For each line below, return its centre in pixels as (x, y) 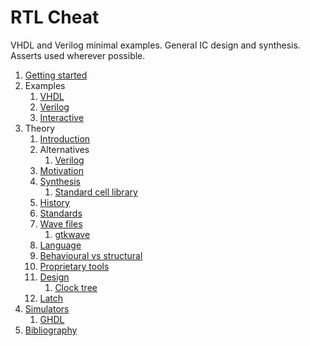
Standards (61, 213)
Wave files (61, 223)
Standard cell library (96, 192)
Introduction (65, 138)
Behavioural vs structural (91, 255)
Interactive (62, 117)
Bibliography (51, 330)
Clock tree (76, 287)
